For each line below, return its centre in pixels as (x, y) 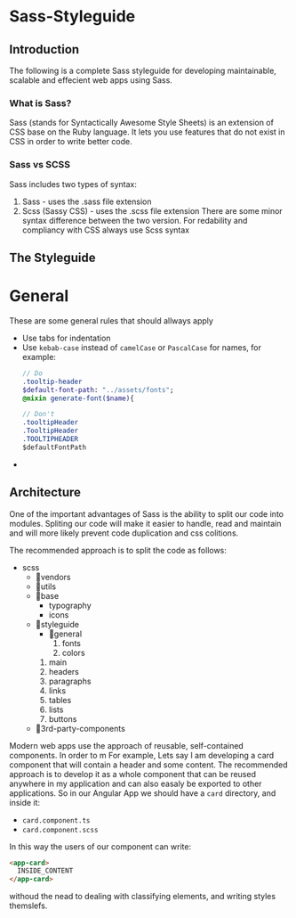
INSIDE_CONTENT (45, 871)
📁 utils (45, 586)
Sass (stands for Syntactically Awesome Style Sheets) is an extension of (141, 123)
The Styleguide (52, 257)
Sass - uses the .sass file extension (87, 201)
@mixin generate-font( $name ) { (78, 398)
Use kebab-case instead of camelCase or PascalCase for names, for (142, 347)
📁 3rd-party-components (80, 728)
